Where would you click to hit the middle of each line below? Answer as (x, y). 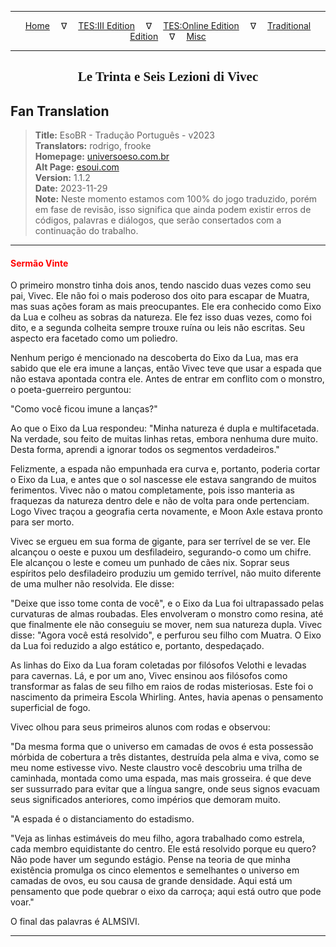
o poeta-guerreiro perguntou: (71, 390)
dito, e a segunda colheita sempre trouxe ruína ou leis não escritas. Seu (158, 328)
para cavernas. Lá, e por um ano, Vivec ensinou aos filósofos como (149, 676)
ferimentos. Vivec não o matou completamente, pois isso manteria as (152, 490)
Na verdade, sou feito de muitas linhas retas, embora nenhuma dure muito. (164, 439)
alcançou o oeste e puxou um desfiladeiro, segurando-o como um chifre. (161, 552)
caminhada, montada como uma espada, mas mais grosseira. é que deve (161, 778)
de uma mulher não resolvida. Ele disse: (92, 584)
